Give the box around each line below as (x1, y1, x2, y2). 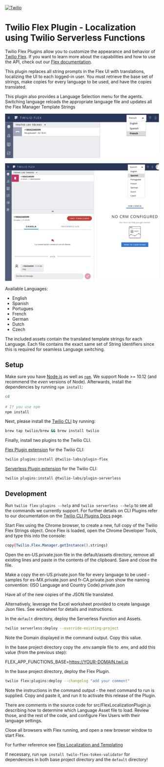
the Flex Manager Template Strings (5, 104, 76, 110)
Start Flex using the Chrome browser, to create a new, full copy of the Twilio (5, 522, 158, 528)
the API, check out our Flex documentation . (5, 59, 92, 65)
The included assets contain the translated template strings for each (5, 336, 143, 342)
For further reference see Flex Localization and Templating (5, 742, 123, 747)
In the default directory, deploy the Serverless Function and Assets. (5, 616, 142, 622)
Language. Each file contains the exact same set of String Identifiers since (5, 341, 155, 347)
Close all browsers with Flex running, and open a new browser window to (5, 727, 152, 733)
